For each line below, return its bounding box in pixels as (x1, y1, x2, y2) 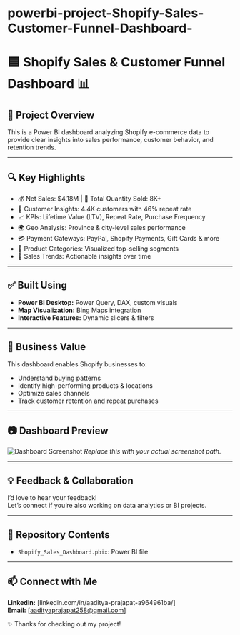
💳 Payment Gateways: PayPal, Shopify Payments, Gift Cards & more (17, 234, 220, 242)
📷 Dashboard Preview (7, 425, 109, 437)
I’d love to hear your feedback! (7, 494, 98, 502)
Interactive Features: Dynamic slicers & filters (17, 313, 154, 322)
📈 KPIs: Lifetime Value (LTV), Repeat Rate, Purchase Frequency (17, 213, 206, 221)
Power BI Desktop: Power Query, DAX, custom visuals (17, 298, 178, 306)
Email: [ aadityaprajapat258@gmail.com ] (7, 606, 126, 614)
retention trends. (7, 143, 56, 151)
